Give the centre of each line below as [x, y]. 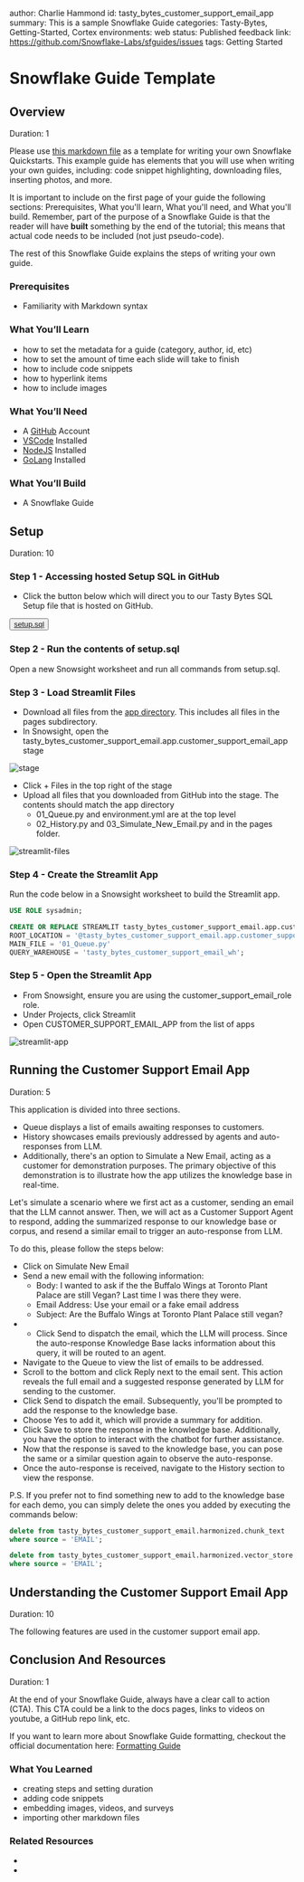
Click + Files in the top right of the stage [97, 785]
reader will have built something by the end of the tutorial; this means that [147, 226]
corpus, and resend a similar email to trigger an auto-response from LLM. [146, 1231]
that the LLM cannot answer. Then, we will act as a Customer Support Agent [152, 1212]
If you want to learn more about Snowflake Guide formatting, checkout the [148, 1735]
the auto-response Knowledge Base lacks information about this [156, 1343]
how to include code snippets [77, 368]
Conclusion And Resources [88, 1660]
